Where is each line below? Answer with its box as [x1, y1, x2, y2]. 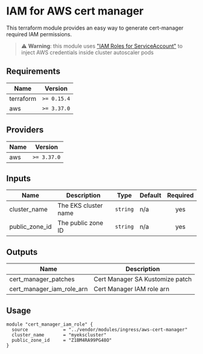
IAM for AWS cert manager [6, 4, 144, 18]
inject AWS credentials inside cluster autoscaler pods [21, 48, 154, 56]
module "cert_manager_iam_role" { [6, 321, 94, 327]
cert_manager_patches [9, 275, 75, 283]
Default [140, 191, 162, 200]
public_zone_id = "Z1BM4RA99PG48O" [11, 337, 112, 343]
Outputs [6, 246, 38, 257]
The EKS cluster [57, 201, 103, 210]
